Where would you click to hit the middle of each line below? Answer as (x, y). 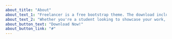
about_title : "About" (28, 10)
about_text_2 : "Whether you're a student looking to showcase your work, (86, 19)
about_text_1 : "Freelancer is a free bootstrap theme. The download (80, 15)
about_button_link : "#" (31, 29)
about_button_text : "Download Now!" (44, 24)
